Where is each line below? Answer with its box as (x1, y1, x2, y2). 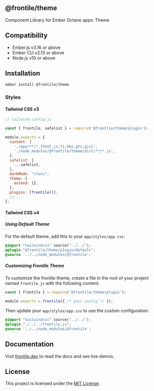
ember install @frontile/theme (5, 82, 69, 87)
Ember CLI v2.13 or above (12, 49, 64, 56)
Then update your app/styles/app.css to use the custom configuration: (5, 308, 149, 314)
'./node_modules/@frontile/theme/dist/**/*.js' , (14, 148, 116, 153)
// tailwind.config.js (5, 117, 52, 122)
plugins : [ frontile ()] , (9, 190, 58, 195)
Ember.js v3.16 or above (12, 44, 61, 50)
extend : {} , (14, 180, 38, 185)
